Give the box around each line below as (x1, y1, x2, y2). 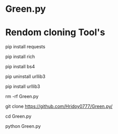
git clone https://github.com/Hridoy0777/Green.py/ (5, 103, 113, 109)
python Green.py (5, 123, 41, 129)
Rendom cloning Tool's (5, 27, 105, 39)
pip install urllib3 (5, 83, 40, 90)
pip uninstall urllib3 (5, 73, 46, 80)
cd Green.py (5, 113, 32, 120)
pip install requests (5, 44, 46, 50)
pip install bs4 (5, 64, 35, 70)
